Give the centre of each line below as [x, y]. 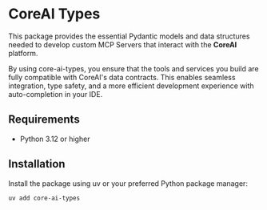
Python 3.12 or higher [55, 139]
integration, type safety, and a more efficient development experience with [131, 86]
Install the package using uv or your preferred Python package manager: [128, 183]
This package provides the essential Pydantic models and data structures [129, 36]
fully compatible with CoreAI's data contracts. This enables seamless [122, 77]
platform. [23, 53]
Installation [37, 164]
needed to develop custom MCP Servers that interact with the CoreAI [123, 44]
